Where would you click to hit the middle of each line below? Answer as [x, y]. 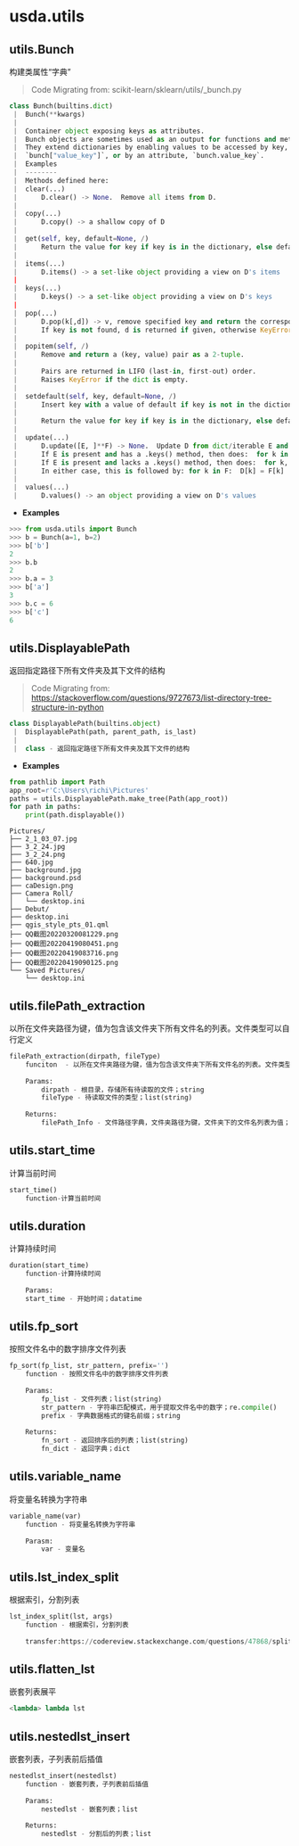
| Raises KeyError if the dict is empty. [101, 379]
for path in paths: [45, 807]
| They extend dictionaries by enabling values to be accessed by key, [151, 148]
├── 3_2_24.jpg [37, 847]
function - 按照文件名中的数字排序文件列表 [97, 1374]
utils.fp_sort [44, 1327]
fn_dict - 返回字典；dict [86, 1449]
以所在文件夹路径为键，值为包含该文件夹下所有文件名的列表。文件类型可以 [145, 1028]
